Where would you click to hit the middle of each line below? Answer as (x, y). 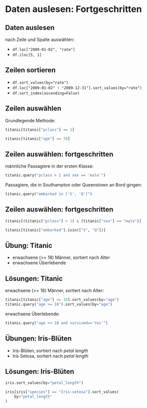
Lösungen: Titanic (34, 279)
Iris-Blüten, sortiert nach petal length (50, 351)
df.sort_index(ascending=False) (46, 93)
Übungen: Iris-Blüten (39, 338)
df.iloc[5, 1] (27, 55)
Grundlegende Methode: (30, 120)
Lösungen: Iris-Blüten (40, 371)
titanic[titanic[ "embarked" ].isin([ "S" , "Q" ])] (56, 230)
